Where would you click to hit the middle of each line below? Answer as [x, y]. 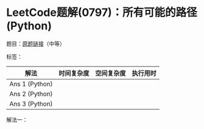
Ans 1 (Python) [31, 84]
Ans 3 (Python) [31, 103]
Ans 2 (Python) [31, 94]
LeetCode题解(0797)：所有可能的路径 [102, 13]
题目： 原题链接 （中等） [36, 43]
